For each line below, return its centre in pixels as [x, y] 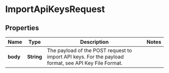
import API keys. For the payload [86, 57]
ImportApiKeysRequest [55, 9]
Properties [22, 28]
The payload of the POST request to [90, 50]
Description [95, 42]
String [34, 57]
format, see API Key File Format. [85, 63]
